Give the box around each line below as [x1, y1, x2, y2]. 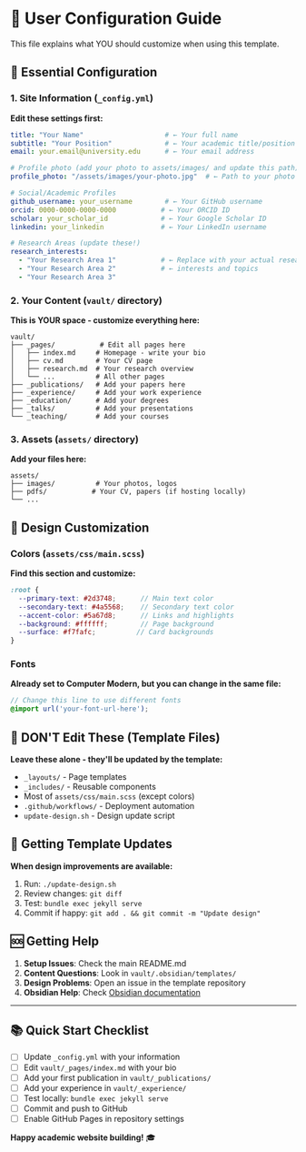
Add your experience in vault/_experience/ [23, 1082, 187, 1093]
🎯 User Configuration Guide [10, 8, 222, 29]
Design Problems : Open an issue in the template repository [23, 977, 246, 988]
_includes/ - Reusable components [23, 782, 157, 793]
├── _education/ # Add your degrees [10, 396, 170, 406]
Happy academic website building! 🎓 [10, 1132, 156, 1143]
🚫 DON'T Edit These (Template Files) [10, 730, 221, 745]
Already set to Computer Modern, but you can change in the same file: [10, 678, 281, 690]
